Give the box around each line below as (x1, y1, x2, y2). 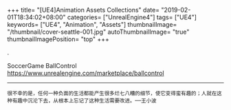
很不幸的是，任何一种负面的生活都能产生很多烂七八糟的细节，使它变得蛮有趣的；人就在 (7, 90, 217, 97)
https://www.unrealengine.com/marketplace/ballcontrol (7, 69, 164, 77)
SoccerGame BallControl (7, 62, 77, 69)
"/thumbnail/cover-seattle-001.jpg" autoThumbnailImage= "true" (7, 27, 190, 36)
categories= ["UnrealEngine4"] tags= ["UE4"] (67, 13, 197, 21)
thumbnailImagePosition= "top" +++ (7, 35, 110, 43)
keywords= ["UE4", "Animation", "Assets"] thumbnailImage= (7, 21, 177, 28)
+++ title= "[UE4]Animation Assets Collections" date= (7, 6, 160, 14)
